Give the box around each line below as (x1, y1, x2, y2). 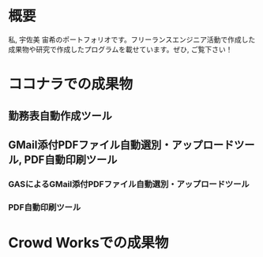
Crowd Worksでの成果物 (8, 233, 169, 251)
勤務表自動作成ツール (8, 109, 112, 122)
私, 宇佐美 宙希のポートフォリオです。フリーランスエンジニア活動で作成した (8, 35, 256, 44)
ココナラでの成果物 (8, 76, 133, 93)
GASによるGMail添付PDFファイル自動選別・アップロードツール (8, 178, 250, 189)
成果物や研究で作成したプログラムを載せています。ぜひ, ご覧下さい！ (8, 44, 233, 54)
